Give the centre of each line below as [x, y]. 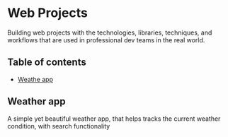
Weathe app [35, 79]
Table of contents [47, 62]
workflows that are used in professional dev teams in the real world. [106, 40]
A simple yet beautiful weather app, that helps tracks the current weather [114, 119]
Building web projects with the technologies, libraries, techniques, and [110, 32]
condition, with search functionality [59, 126]
